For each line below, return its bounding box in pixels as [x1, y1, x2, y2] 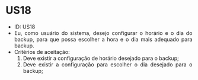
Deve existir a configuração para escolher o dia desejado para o [23, 60, 193, 68]
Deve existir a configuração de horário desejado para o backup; [23, 55, 179, 62]
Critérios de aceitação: [14, 48, 70, 55]
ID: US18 [14, 23, 36, 30]
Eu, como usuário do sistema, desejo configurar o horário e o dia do [14, 29, 193, 36]
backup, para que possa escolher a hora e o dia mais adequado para [14, 36, 193, 43]
